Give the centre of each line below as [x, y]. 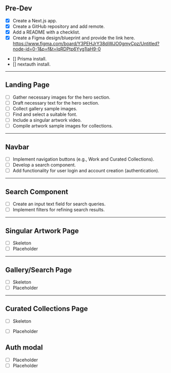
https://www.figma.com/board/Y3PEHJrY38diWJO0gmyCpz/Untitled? [86, 44]
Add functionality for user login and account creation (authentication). [86, 171]
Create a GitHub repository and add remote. [59, 26]
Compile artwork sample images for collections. [63, 126]
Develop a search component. [44, 165]
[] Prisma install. [30, 59]
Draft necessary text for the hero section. [56, 103]
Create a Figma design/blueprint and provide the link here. [74, 38]
